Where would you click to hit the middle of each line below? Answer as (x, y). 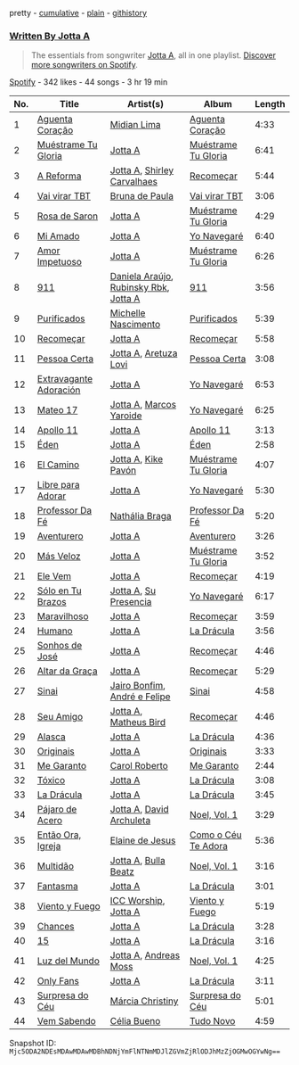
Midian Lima (135, 125)
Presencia (131, 602)
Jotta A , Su (133, 590)
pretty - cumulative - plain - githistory (78, 13)
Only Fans (58, 981)
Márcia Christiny (144, 1001)
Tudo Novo (213, 1021)
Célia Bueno (135, 1021)
